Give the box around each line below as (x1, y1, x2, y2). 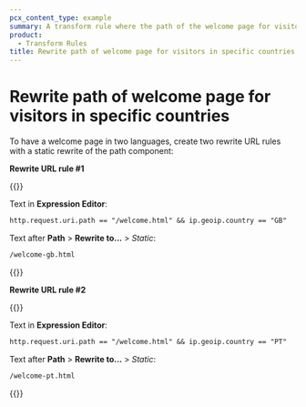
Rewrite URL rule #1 (9, 163, 85, 174)
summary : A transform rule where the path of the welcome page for (9, 22, 271, 31)
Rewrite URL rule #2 (9, 284, 87, 295)
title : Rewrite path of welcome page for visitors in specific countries (9, 47, 296, 56)
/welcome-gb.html (9, 249, 76, 259)
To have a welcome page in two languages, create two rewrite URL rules (9, 136, 281, 147)
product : (9, 30, 43, 39)
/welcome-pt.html (9, 371, 76, 381)
